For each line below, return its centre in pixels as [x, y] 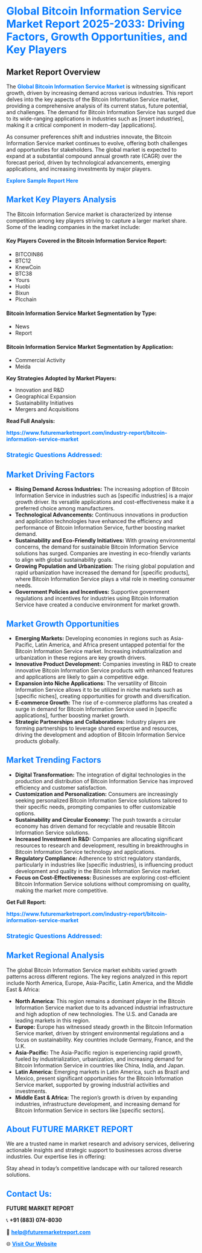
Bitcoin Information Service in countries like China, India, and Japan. [100, 1065]
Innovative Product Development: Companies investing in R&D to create [106, 664]
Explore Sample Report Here [42, 181]
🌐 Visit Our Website [32, 1244]
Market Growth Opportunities [63, 624]
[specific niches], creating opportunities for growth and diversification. [103, 696]
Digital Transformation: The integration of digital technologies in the [100, 775]
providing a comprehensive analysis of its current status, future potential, [97, 106]
